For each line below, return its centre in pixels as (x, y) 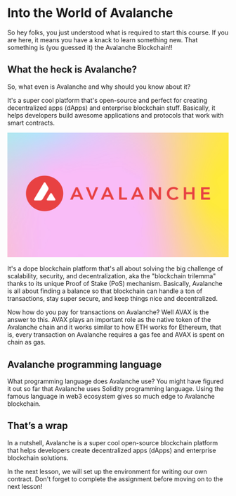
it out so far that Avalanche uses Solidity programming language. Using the (116, 389)
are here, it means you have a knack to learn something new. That (103, 39)
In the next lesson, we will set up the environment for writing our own (107, 471)
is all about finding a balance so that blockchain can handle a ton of (105, 291)
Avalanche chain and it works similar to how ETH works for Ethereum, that (114, 327)
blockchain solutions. (38, 458)
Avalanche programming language (85, 364)
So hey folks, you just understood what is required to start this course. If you (118, 32)
